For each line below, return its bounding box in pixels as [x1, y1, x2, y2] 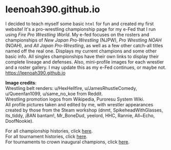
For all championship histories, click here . [5, 127, 93, 134]
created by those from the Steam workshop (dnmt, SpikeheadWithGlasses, [5, 107, 163, 113]
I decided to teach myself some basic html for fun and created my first [5, 21, 154, 27]
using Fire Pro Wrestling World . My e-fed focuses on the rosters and [5, 31, 149, 38]
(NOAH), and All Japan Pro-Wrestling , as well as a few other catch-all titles [5, 42, 163, 48]
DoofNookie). [5, 118, 34, 124]
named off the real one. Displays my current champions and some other [5, 48, 157, 54]
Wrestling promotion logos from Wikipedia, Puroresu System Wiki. [5, 96, 144, 102]
